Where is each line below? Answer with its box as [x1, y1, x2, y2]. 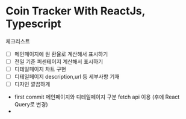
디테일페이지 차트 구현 [14, 66, 67, 73]
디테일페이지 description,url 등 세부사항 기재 [14, 73, 120, 81]
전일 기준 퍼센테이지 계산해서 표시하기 [14, 58, 104, 65]
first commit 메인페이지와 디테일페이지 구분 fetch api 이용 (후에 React [14, 93, 180, 100]
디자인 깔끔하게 [14, 81, 51, 88]
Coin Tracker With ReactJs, [5, 4, 146, 18]
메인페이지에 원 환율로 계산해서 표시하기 [14, 50, 108, 58]
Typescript [5, 17, 61, 31]
